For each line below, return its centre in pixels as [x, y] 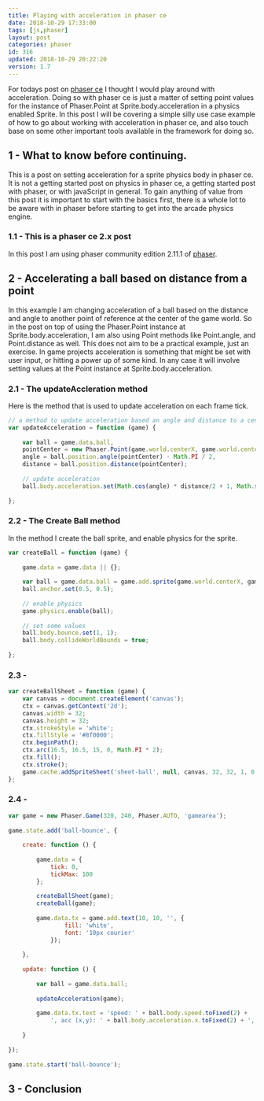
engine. [20, 216]
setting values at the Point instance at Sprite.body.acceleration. [111, 368]
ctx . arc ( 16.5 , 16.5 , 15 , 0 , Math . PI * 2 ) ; [93, 750]
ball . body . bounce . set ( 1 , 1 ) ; [70, 633]
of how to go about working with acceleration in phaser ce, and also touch [128, 122]
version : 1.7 [29, 67]
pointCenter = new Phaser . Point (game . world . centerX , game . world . [132, 449]
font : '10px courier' [99, 933]
